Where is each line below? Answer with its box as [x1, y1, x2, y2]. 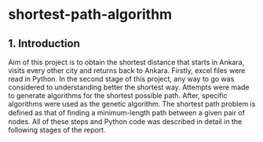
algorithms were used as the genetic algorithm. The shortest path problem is [8, 100, 256, 108]
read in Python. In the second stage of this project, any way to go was [8, 75, 235, 83]
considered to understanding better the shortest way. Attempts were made [8, 82, 250, 92]
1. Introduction [8, 37, 80, 50]
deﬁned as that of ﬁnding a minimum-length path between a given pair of [8, 108, 246, 117]
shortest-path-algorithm [8, 5, 173, 24]
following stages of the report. [8, 126, 106, 134]
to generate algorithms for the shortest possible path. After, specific [8, 91, 228, 100]
